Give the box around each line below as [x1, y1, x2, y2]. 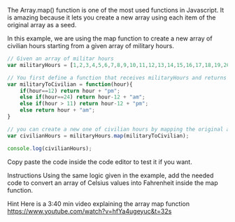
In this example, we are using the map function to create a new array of [7, 34, 213, 43]
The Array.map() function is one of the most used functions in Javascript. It [7, 6, 225, 14]
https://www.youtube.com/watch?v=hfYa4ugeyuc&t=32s [7, 207, 172, 215]
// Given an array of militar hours [7, 55, 114, 62]
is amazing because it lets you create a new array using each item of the [7, 13, 216, 22]
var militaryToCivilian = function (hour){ [7, 80, 133, 88]
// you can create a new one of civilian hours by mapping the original [7, 126, 224, 133]
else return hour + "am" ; [20, 107, 96, 114]
